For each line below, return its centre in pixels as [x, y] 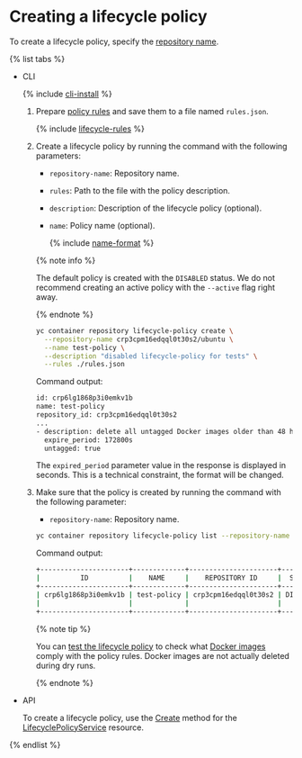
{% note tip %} [63, 628]
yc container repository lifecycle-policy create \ [134, 330]
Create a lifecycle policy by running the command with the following [161, 146]
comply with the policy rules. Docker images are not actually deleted [163, 655]
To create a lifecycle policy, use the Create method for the [130, 717]
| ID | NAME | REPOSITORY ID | [159, 578]
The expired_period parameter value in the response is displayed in [161, 465]
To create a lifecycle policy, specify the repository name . [114, 41]
